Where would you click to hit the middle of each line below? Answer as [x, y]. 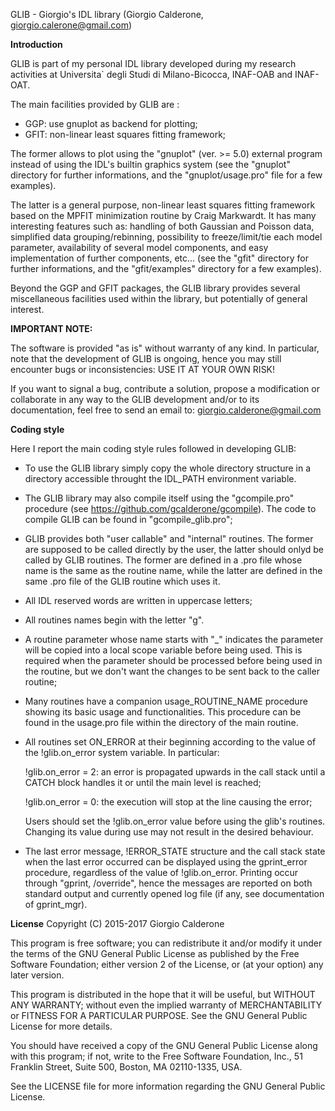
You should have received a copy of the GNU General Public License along [164, 1045]
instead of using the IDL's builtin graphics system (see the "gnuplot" [150, 164]
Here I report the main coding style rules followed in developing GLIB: [153, 448]
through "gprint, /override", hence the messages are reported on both [168, 883]
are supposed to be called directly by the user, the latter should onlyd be [174, 549]
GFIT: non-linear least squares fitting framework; [125, 134]
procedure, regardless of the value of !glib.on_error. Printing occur [161, 872]
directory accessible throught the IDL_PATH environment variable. [160, 478]
